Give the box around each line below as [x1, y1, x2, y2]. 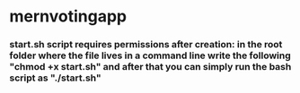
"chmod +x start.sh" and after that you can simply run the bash [9, 61, 292, 73]
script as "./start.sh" [9, 72, 101, 84]
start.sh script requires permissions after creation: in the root [9, 38, 283, 51]
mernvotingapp [9, 6, 128, 27]
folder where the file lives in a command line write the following [9, 49, 292, 62]
